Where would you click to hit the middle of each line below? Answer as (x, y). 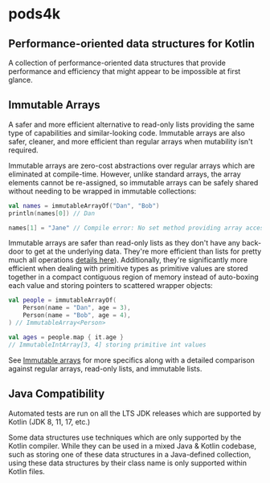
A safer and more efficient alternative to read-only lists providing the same (131, 124)
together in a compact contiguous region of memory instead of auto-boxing (133, 277)
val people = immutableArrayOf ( (62, 300)
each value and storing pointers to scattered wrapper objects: (110, 286)
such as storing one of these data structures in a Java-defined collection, (130, 454)
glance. (21, 80)
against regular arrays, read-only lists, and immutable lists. (105, 368)
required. (23, 150)
